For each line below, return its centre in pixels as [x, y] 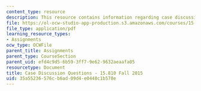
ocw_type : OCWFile [29, 45]
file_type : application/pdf [41, 28]
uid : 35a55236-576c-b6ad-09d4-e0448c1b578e [61, 78]
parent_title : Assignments [40, 51]
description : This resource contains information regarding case [89, 17]
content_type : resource [36, 12]
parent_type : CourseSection [41, 56]
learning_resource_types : [38, 34]
